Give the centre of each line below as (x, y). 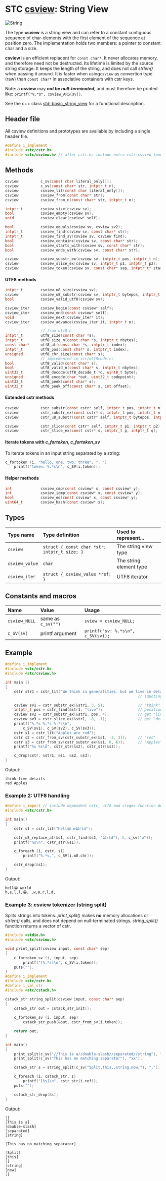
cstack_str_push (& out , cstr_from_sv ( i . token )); (73, 1022)
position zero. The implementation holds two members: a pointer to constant (83, 43)
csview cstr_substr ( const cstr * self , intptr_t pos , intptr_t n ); (85, 408)
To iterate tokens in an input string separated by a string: (63, 453)
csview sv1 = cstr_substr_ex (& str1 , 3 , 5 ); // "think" (87, 705)
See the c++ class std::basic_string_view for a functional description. (75, 103)
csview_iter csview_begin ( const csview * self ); (59, 308)
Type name (21, 535)
